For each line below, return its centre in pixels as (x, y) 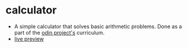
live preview (29, 39)
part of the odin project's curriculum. (59, 32)
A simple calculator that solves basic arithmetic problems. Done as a (98, 26)
